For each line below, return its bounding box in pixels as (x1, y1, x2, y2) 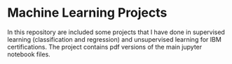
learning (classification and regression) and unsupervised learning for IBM (7, 35, 222, 43)
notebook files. (7, 50, 50, 58)
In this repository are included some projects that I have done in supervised (7, 28, 226, 36)
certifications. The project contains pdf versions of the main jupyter (7, 42, 203, 51)
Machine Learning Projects (7, 5, 168, 21)
